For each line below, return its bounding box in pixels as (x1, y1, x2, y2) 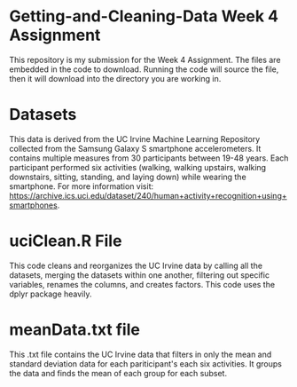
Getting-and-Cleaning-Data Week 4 (9, 6, 279, 27)
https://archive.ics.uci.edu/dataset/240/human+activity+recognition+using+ (9, 190, 287, 201)
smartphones (9, 200, 58, 210)
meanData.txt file (9, 320, 140, 339)
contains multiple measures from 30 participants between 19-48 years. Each (9, 153, 289, 163)
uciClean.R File (9, 231, 122, 251)
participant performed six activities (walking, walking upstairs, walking (9, 162, 267, 172)
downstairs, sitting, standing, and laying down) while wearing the (9, 171, 246, 182)
